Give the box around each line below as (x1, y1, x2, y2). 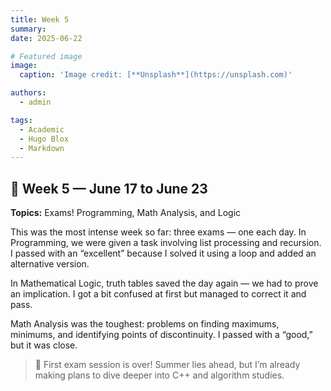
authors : (10, 88, 47, 98)
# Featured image (10, 51, 83, 61)
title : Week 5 (10, 14, 70, 25)
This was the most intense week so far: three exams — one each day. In (10, 226, 307, 238)
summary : (10, 24, 47, 34)
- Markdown (19, 143, 65, 153)
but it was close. (10, 339, 78, 351)
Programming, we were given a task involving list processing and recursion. (10, 237, 322, 249)
